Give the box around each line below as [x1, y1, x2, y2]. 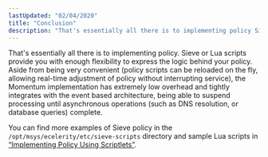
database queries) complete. [8, 108, 103, 117]
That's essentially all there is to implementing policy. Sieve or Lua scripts [8, 49, 247, 58]
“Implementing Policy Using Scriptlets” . [8, 140, 137, 150]
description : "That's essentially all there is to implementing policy [8, 26, 251, 34]
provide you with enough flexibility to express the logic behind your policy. [8, 57, 253, 66]
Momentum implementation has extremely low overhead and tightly [8, 82, 230, 92]
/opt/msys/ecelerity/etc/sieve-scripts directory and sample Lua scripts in [8, 131, 258, 141]
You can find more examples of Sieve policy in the [8, 123, 173, 132]
